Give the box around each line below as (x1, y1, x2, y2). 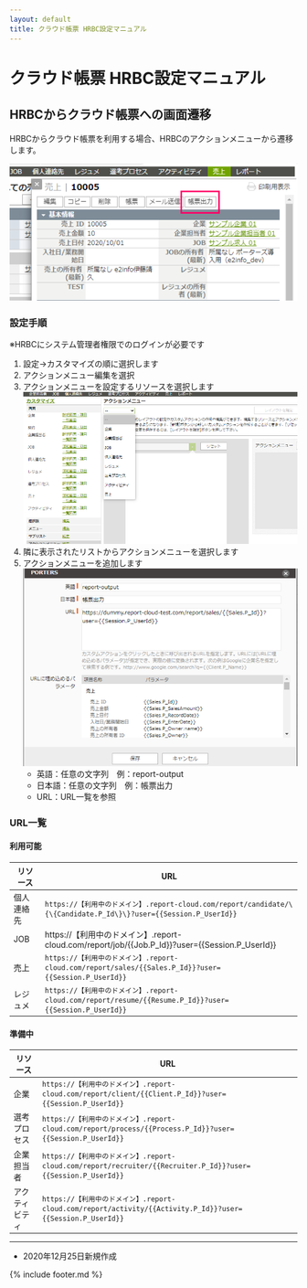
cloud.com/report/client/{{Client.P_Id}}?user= (41, 1090, 227, 1099)
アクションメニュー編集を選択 (22, 370, 135, 381)
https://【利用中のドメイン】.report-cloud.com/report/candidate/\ (44, 899, 293, 909)
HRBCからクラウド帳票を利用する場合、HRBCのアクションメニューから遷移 (9, 133, 294, 144)
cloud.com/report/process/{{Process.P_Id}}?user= (41, 1124, 235, 1134)
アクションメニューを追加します (22, 558, 143, 569)
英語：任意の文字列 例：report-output (36, 768, 185, 779)
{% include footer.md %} (9, 1269, 103, 1280)
